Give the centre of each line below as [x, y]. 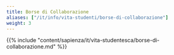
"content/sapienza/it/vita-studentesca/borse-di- [99, 40]
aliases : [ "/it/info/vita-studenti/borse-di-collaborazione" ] [87, 18]
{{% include [21, 40]
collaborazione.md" [31, 47]
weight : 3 [19, 23]
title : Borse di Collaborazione [47, 12]
